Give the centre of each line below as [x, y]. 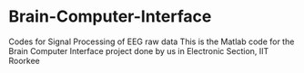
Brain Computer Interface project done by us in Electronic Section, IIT [139, 50]
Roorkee [24, 60]
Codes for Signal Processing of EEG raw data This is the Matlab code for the [152, 41]
